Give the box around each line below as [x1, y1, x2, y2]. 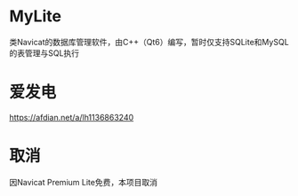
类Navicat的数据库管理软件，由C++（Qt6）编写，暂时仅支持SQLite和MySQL [9, 36, 289, 47]
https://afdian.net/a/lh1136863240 [9, 112, 134, 122]
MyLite [9, 6, 62, 27]
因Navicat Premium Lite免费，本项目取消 [9, 176, 158, 187]
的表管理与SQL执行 [9, 47, 80, 59]
